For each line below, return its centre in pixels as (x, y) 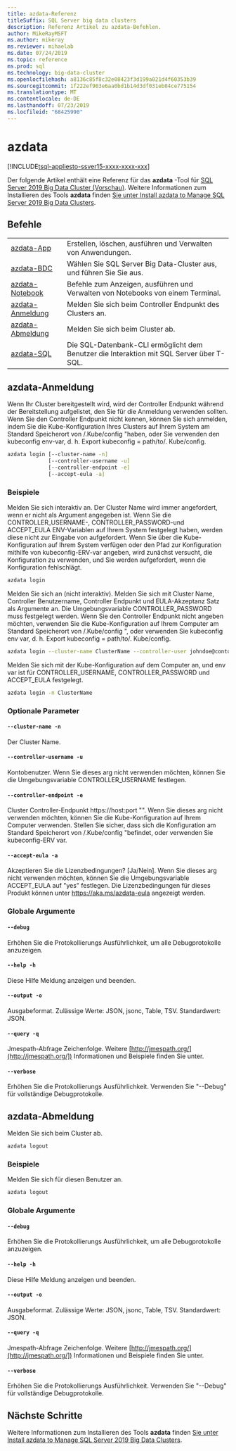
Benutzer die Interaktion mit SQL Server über (140, 353)
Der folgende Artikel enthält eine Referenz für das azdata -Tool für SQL (110, 180)
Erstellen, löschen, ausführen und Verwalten (139, 244)
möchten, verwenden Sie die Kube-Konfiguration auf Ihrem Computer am (113, 623)
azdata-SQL (31, 353)
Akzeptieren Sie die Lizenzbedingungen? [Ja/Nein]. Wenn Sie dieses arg (112, 871)
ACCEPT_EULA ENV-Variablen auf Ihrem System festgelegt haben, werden (115, 530)
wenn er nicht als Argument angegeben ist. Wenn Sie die (90, 515)
